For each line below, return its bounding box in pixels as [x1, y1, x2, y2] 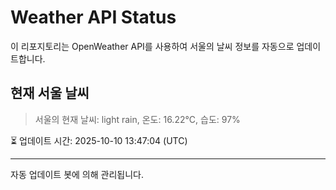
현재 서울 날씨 [10, 85, 90, 102]
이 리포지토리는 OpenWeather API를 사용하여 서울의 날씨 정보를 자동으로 [10, 40, 295, 52]
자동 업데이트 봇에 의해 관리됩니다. [10, 168, 144, 180]
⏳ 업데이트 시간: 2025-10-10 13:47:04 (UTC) [10, 134, 188, 146]
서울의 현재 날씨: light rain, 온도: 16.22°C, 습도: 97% [34, 113, 241, 125]
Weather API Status [10, 6, 177, 29]
